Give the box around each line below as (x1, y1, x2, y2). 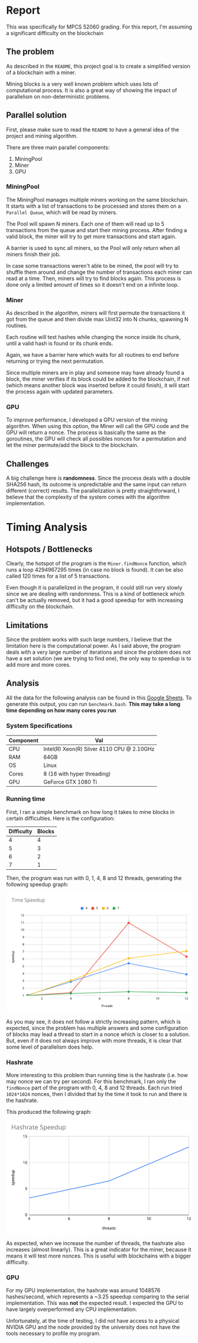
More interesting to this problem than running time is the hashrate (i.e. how (6, 1072, 188, 1079)
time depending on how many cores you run (6, 707, 116, 714)
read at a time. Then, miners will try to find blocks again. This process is (6, 274, 181, 282)
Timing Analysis (6, 521, 87, 534)
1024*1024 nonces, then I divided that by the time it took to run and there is (6, 1091, 187, 1098)
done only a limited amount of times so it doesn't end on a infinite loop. (6, 281, 179, 288)
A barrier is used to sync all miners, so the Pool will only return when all (6, 244, 180, 251)
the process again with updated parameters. (6, 388, 114, 395)
